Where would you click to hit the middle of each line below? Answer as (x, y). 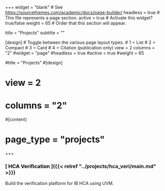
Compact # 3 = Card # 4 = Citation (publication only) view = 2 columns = (80, 48)
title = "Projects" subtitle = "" (35, 33)
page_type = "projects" (55, 140)
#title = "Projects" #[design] (34, 63)
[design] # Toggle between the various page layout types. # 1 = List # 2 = (81, 42)
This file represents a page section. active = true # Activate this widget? (79, 18)
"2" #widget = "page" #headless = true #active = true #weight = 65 (75, 53)
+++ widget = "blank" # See (34, 7)
